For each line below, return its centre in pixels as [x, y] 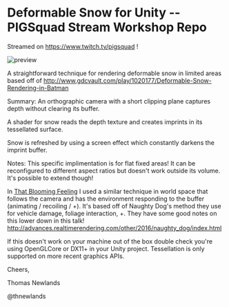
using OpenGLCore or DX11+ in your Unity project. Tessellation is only [106, 248]
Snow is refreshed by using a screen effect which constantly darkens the [111, 142]
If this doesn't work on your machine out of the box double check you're [110, 241]
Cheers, [18, 269]
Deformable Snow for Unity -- [94, 13]
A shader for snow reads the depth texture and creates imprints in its [105, 121]
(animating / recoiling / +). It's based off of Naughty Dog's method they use [114, 206]
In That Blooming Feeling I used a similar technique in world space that [108, 191]
